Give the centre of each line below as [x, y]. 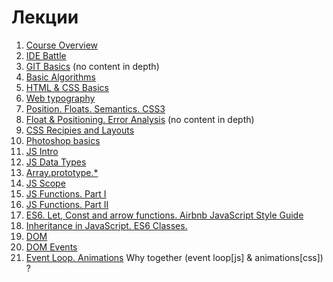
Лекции [45, 17]
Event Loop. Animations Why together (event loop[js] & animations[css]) [174, 257]
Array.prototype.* [62, 172]
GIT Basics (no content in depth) [92, 66]
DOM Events [51, 247]
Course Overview [62, 45]
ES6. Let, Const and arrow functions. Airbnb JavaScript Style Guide [164, 215]
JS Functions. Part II [67, 204]
